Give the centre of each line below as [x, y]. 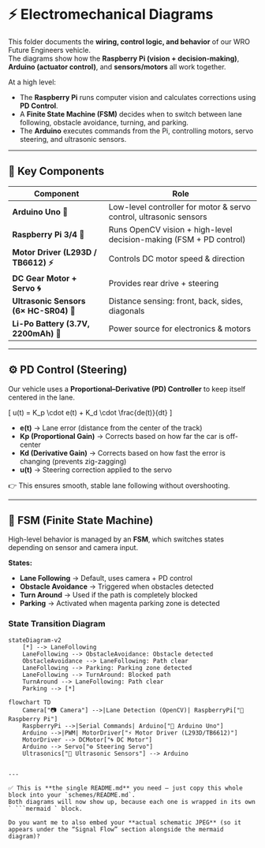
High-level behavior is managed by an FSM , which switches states [116, 539]
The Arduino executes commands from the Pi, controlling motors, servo [136, 131]
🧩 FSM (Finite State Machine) [81, 520]
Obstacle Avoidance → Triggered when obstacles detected [117, 586]
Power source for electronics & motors [179, 329]
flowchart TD [30, 702]
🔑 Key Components [56, 171]
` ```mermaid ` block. [45, 809]
